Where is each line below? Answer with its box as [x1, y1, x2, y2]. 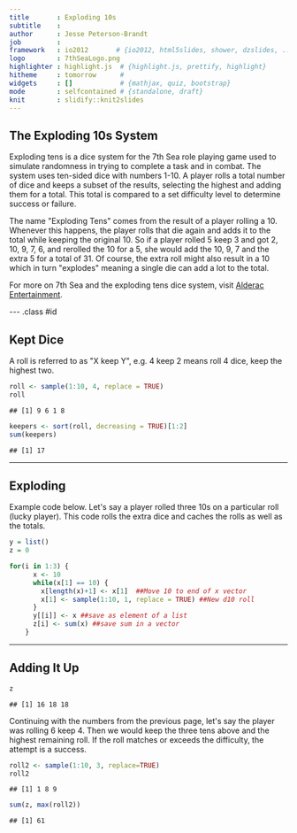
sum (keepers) [9, 430, 57, 439]
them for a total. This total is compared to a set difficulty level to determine [9, 189, 281, 200]
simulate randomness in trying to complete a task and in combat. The [9, 161, 262, 172]
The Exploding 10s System [9, 127, 158, 143]
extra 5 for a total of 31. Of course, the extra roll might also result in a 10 [9, 253, 270, 264]
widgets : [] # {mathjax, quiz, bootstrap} [9, 79, 232, 88]
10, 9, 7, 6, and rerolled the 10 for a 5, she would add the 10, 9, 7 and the [9, 244, 270, 255]
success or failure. [9, 198, 77, 209]
